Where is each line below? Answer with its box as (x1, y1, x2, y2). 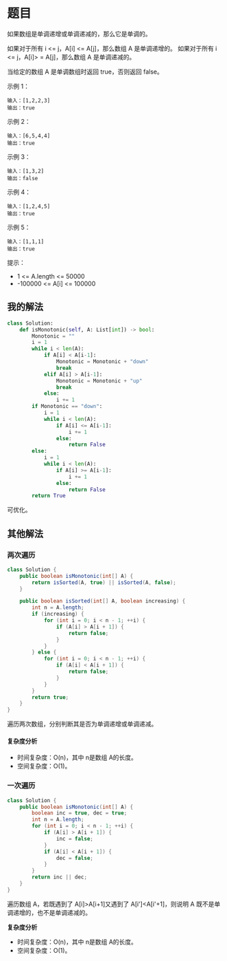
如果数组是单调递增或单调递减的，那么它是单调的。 (7, 30, 152, 38)
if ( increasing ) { (32, 611, 84, 618)
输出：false (7, 175, 38, 182)
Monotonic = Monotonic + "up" (56, 377, 143, 385)
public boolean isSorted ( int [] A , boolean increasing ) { (19, 598, 186, 605)
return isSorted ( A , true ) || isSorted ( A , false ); (32, 579, 176, 586)
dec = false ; (56, 854, 94, 861)
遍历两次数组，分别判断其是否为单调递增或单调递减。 (7, 720, 158, 728)
